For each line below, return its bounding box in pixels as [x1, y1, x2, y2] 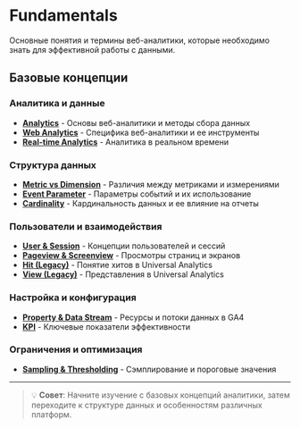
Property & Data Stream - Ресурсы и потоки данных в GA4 [21, 312, 245, 323]
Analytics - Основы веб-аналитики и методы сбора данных [21, 117, 251, 128]
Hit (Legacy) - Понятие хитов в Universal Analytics [21, 260, 212, 271]
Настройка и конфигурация [9, 291, 137, 304]
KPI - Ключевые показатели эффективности [21, 321, 191, 331]
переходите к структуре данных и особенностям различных [30, 399, 263, 410]
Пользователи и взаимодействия [9, 220, 162, 232]
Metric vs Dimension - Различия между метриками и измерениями [21, 179, 279, 189]
